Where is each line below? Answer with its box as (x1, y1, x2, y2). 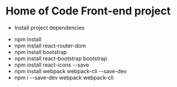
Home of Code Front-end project (5, 4, 171, 18)
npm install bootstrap (14, 48, 67, 55)
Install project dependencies (14, 24, 85, 31)
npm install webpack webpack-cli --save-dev (14, 67, 127, 74)
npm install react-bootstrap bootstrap (14, 55, 107, 62)
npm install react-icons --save (14, 61, 89, 68)
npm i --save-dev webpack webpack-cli (14, 74, 114, 81)
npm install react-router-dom (14, 42, 86, 49)
